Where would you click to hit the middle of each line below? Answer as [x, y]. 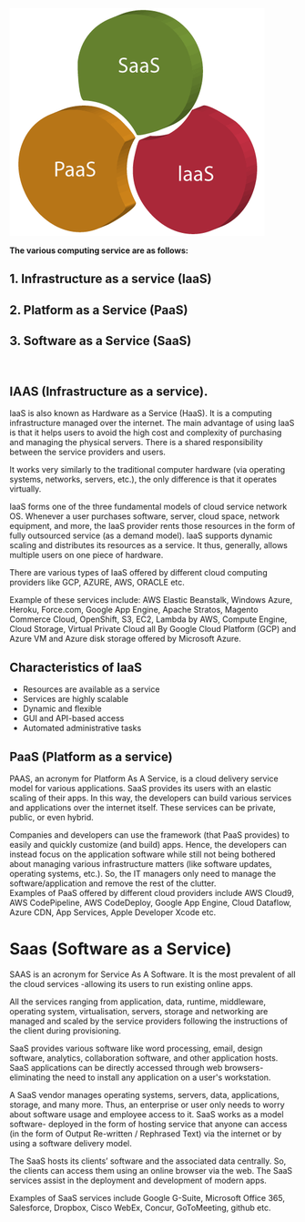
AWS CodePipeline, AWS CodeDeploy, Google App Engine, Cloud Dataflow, [151, 903]
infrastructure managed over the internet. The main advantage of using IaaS [152, 423]
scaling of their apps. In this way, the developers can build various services [151, 798]
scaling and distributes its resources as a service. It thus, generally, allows [149, 545]
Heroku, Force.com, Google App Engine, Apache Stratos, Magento [134, 610]
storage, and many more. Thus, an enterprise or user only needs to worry [147, 1105]
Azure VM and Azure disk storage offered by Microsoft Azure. [125, 639]
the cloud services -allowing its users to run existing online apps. [131, 983]
